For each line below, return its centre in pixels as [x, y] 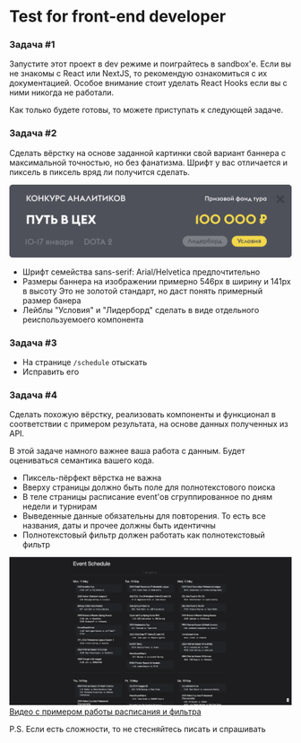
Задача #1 [32, 45]
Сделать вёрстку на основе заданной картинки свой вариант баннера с [148, 153]
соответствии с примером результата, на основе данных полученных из [149, 424]
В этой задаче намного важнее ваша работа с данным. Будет [127, 451]
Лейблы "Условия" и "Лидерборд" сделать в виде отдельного [141, 310]
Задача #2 [33, 134]
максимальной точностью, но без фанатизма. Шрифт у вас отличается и [149, 162]
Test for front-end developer [118, 17]
